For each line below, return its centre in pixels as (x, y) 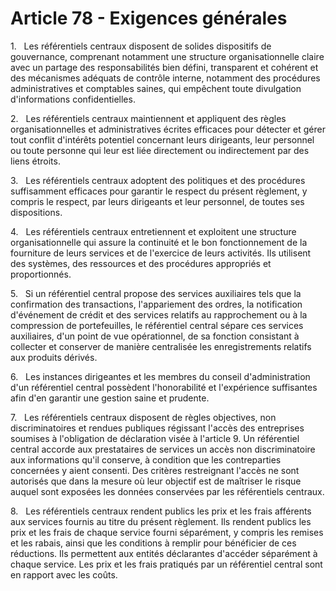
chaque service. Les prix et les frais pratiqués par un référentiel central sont (166, 564)
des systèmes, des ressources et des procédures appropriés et (141, 263)
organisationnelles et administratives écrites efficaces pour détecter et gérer (168, 129)
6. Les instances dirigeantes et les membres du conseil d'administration (160, 376)
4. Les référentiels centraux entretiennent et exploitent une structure (153, 231)
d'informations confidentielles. (73, 99)
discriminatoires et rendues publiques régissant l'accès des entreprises (157, 428)
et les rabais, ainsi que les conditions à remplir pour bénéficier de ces (153, 543)
